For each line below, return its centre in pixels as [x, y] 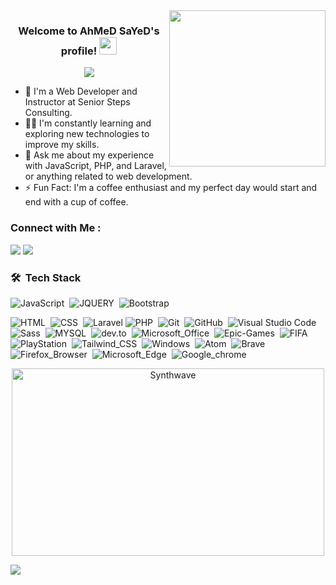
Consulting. [48, 113]
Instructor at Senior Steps [77, 102]
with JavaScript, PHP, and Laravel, [95, 166]
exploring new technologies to [87, 134]
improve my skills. [62, 145]
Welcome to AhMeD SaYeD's [89, 31]
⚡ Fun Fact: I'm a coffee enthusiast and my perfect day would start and [171, 188]
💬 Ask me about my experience [89, 155]
